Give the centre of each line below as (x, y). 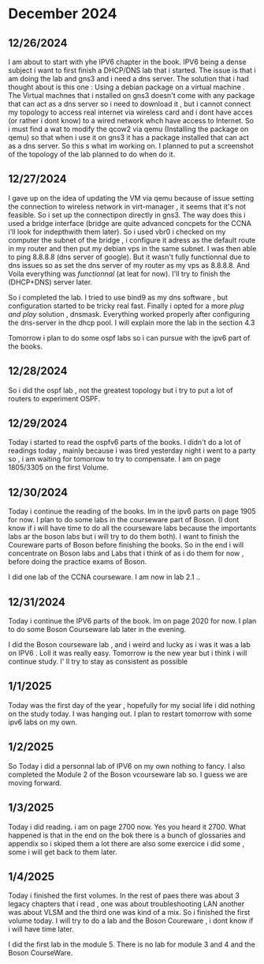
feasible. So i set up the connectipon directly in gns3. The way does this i (127, 215)
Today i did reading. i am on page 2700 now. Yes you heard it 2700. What (127, 827)
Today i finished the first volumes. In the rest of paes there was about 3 (124, 896)
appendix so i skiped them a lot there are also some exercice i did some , (126, 843)
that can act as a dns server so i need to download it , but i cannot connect (130, 104)
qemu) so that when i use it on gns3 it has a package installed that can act (129, 137)
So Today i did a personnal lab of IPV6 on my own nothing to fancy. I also (127, 766)
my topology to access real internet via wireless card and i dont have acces (131, 112)
